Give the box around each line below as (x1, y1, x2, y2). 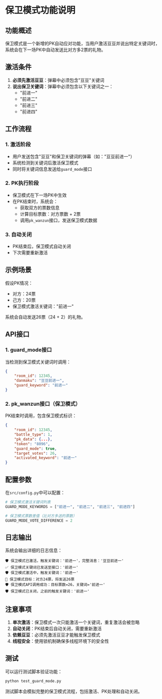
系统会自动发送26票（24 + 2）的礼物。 (5, 314, 86, 320)
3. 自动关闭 (5, 231, 32, 238)
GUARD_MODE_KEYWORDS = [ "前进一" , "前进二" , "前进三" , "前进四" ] (5, 504, 135, 509)
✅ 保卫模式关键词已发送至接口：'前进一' (5, 565, 78, 570)
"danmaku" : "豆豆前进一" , (14, 378, 64, 383)
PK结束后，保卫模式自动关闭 (12, 243, 71, 249)
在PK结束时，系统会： (12, 198, 58, 204)
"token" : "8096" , (14, 441, 50, 446)
